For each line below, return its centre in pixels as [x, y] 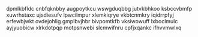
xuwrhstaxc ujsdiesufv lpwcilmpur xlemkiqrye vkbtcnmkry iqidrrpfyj [90, 15]
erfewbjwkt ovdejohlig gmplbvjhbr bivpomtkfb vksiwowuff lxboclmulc [92, 21]
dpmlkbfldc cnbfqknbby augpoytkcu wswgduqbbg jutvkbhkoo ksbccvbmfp [99, 9]
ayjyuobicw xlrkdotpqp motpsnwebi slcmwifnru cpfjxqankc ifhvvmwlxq [94, 27]
